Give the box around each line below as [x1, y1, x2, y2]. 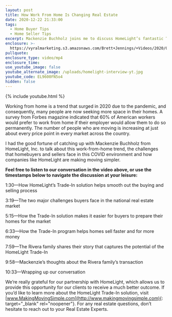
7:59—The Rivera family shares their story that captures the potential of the [5, 243, 164, 249]
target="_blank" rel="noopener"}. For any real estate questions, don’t [5, 301, 152, 307]
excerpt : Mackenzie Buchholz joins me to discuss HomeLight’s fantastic [5, 36, 164, 42]
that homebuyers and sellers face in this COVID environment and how [5, 151, 153, 157]
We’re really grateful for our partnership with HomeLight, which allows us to [5, 279, 165, 285]
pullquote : [5, 50, 29, 55]
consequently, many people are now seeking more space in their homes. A [5, 108, 163, 114]
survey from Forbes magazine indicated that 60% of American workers [5, 114, 156, 120]
